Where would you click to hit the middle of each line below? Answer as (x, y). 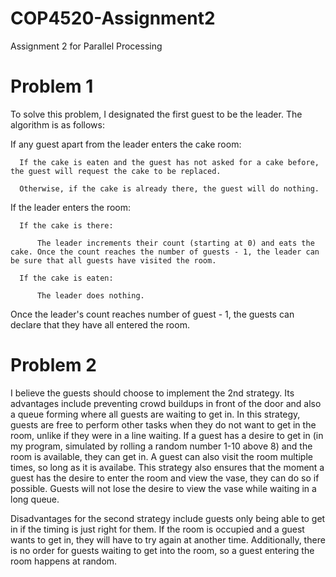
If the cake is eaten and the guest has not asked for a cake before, (169, 162)
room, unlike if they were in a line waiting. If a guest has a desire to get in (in (167, 435)
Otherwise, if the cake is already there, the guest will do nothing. (169, 188)
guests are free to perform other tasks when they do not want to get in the (163, 424)
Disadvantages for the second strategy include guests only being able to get (168, 518)
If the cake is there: (66, 225)
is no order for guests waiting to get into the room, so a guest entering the (162, 550)
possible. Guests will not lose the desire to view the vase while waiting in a (163, 488)
